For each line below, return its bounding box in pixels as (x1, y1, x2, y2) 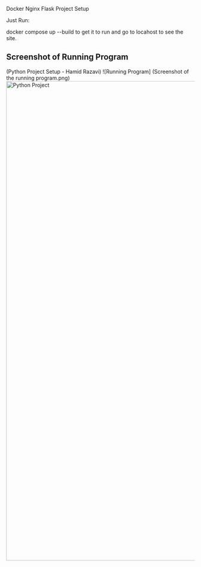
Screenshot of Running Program (6, 52, 129, 62)
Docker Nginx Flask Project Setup (6, 5, 90, 12)
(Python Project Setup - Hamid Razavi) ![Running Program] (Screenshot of (6, 68, 190, 75)
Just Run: (6, 17, 30, 23)
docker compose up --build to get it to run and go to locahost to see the (6, 28, 184, 35)
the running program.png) (6, 74, 70, 82)
